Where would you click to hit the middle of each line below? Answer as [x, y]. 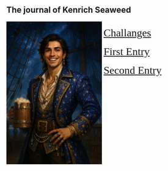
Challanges [127, 33]
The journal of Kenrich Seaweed [69, 10]
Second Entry [133, 70]
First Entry [127, 51]
